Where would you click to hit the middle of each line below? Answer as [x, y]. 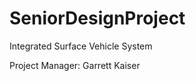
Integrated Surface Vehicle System [81, 46]
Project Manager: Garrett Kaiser [75, 65]
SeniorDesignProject [97, 18]
